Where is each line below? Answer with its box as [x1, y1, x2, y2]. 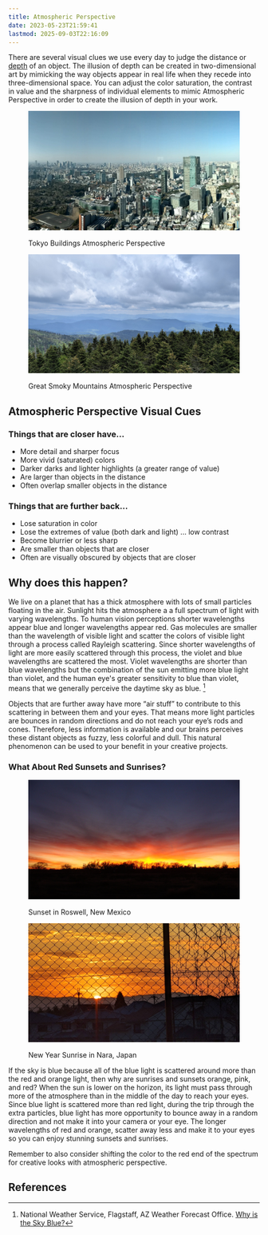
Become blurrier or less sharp [19, 536, 118, 545]
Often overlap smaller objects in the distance [19, 480, 167, 491]
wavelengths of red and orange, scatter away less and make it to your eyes [8, 1125, 255, 1134]
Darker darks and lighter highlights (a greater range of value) [19, 464, 220, 473]
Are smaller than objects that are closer [19, 544, 150, 554]
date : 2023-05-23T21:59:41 [8, 21, 98, 30]
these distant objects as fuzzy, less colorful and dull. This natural [8, 732, 222, 743]
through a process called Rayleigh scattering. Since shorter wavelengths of [8, 639, 256, 649]
